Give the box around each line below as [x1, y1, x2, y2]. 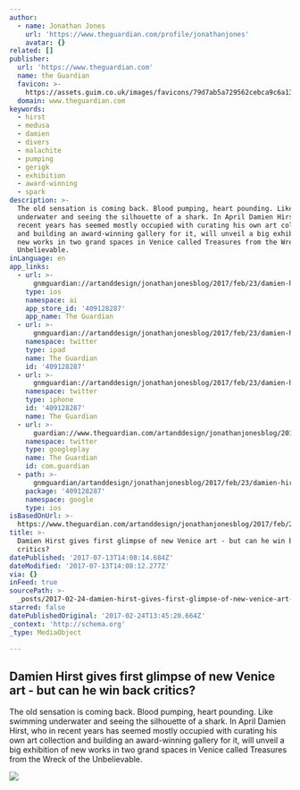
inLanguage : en [9, 254, 66, 264]
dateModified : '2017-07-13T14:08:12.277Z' [9, 561, 170, 570]
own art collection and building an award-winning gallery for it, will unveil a [9, 735, 285, 746]
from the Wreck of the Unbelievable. [9, 754, 143, 765]
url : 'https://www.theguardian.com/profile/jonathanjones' [25, 29, 250, 38]
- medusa [17, 122, 50, 130]
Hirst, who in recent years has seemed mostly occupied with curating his [9, 726, 278, 736]
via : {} [9, 569, 38, 579]
